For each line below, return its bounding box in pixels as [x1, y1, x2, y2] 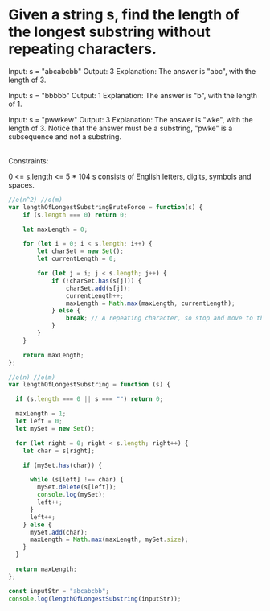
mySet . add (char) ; [29, 528, 88, 536]
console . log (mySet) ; [37, 491, 106, 499]
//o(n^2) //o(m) [8, 196, 63, 204]
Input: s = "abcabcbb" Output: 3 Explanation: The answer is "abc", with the [8, 66, 256, 76]
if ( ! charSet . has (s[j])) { [51, 276, 142, 285]
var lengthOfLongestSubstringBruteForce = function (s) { [8, 203, 203, 211]
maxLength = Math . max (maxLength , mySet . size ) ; [29, 535, 189, 544]
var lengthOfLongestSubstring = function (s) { [8, 381, 171, 389]
